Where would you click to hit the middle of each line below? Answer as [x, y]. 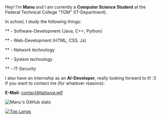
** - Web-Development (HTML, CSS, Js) [46, 40]
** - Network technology [30, 50]
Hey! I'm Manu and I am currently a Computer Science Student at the [76, 7]
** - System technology [29, 59]
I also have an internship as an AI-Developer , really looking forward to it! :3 [80, 78]
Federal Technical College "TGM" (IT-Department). [56, 12]
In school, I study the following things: [43, 22]
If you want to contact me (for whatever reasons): [55, 83]
